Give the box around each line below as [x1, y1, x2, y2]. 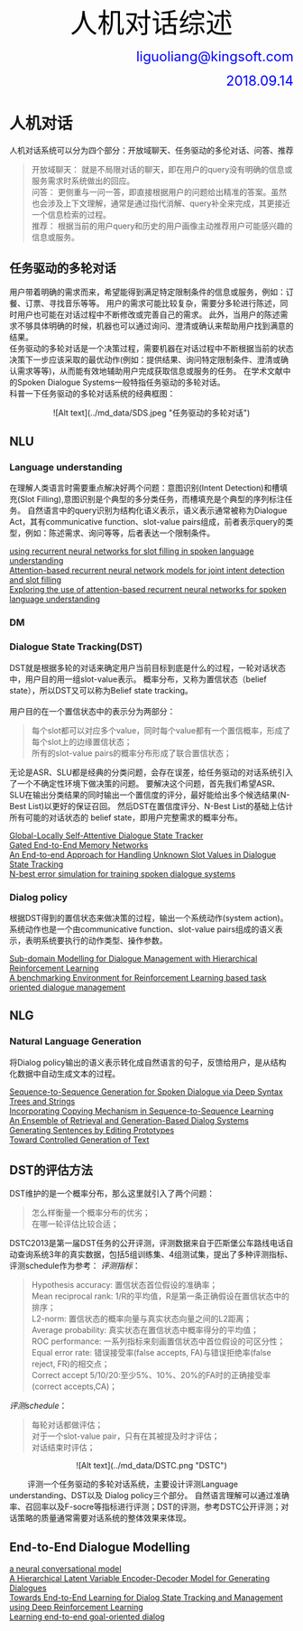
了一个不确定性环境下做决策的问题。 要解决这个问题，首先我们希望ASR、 [9, 778, 280, 788]
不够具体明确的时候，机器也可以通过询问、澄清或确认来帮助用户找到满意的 [16, 320, 294, 331]
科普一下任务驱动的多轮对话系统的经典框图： [9, 387, 176, 398]
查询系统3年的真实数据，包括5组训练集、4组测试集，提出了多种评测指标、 [16, 1249, 293, 1260]
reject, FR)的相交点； [31, 1358, 110, 1369]
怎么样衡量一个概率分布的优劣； [31, 1207, 151, 1218]
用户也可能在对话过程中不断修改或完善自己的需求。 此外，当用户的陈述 [16, 309, 280, 320]
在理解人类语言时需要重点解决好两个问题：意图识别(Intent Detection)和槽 [9, 482, 280, 493]
